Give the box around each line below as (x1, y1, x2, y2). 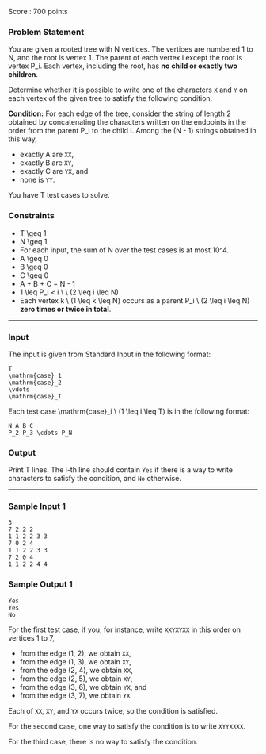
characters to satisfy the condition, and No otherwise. (8, 474, 182, 483)
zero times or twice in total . (19, 304, 112, 314)
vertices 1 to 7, (8, 633, 55, 642)
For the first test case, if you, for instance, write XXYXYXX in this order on (8, 625, 241, 634)
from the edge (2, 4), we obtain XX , (19, 665, 133, 675)
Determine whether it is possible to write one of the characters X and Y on (8, 85, 248, 94)
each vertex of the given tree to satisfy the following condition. (8, 94, 213, 103)
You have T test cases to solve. (8, 190, 110, 200)
